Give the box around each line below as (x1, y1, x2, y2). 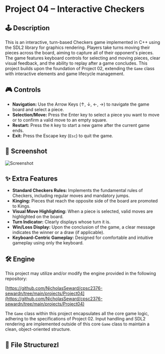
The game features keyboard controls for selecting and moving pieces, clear (5, 55, 161, 61)
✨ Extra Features (5, 174, 58, 183)
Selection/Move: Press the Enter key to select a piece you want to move (12, 112, 160, 118)
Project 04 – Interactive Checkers (5, 3, 145, 15)
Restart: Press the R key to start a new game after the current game (12, 122, 150, 128)
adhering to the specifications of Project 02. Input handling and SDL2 (5, 316, 146, 322)
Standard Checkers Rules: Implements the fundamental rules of (12, 188, 143, 194)
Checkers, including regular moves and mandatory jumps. (12, 193, 130, 198)
